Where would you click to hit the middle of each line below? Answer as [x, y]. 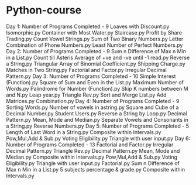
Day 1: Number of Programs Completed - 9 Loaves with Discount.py [88, 26]
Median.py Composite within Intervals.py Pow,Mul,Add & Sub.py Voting [92, 157]
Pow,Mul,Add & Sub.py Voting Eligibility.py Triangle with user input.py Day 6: [98, 138]
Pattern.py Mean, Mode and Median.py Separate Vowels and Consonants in [97, 119]
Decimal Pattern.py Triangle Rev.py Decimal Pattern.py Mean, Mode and [93, 150]
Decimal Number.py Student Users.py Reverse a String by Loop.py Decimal [97, 113]
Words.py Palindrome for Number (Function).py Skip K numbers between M [97, 88]
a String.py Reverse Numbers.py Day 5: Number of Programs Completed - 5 [97, 126]
